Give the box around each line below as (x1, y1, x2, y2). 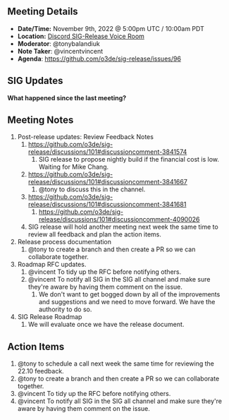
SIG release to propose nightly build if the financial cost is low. (38, 155, 220, 164)
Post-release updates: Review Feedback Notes (17, 133, 154, 141)
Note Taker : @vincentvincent (17, 47, 104, 55)
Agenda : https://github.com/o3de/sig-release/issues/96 (17, 54, 182, 63)
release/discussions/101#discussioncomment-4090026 (38, 215, 200, 224)
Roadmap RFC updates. (17, 260, 87, 269)
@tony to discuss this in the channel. (38, 185, 146, 193)
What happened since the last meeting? (7, 93, 127, 102)
